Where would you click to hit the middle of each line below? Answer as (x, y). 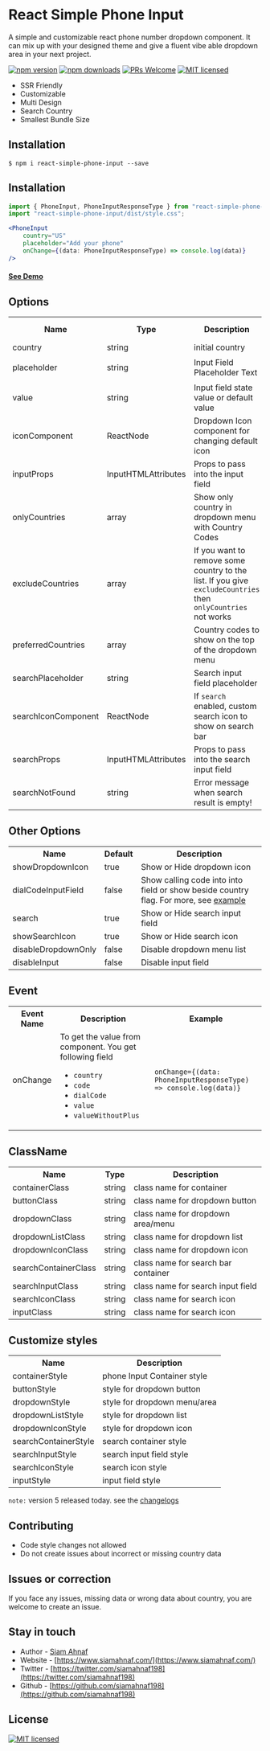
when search (219, 793)
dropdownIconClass (50, 1249)
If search (210, 696)
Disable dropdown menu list (193, 949)
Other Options (45, 831)
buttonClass (35, 1200)
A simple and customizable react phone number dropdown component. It (129, 37)
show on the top (224, 640)
